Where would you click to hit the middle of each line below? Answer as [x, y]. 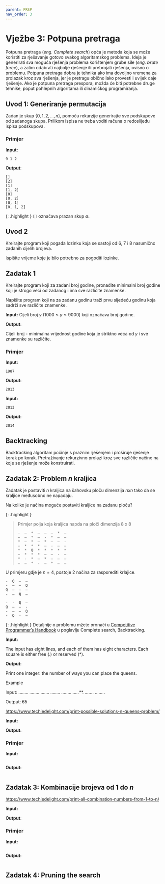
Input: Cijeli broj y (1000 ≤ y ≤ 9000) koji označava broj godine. [70, 315]
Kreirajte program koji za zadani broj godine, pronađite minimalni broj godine [83, 285]
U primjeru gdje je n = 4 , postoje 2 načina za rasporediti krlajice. [70, 572]
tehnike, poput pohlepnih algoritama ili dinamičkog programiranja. [72, 88]
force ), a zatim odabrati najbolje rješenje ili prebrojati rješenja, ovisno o [77, 68]
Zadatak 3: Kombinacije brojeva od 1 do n [70, 787]
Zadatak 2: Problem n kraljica [51, 479]
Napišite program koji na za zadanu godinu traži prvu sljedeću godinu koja [81, 300]
